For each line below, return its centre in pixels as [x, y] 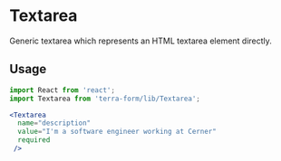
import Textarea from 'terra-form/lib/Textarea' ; [105, 99]
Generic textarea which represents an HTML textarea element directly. [140, 41]
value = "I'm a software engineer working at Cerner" [117, 132]
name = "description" [54, 123]
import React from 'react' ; [63, 90]
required [34, 140]
